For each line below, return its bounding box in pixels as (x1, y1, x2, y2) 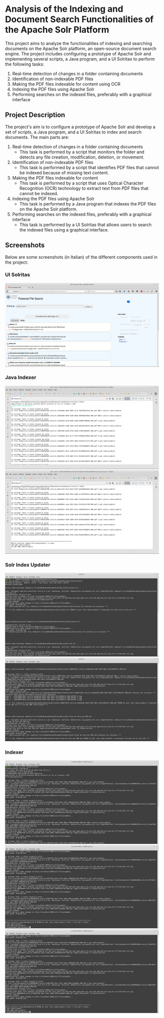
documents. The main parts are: (5, 134, 69, 140)
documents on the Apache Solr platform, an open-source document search (5, 45, 157, 51)
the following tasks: (5, 61, 44, 67)
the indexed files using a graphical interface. (19, 226, 109, 233)
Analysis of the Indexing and (5, 3, 123, 15)
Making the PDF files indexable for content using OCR (12, 81, 121, 87)
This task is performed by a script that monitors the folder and (19, 149, 145, 155)
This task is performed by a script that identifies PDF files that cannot (19, 164, 159, 170)
